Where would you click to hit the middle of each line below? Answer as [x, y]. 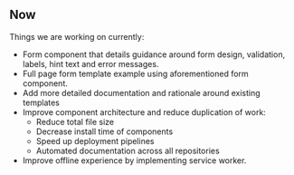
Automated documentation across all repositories [128, 151]
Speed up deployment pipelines [95, 141]
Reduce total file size [75, 122]
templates [41, 102]
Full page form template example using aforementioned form [135, 73]
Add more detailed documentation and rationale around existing [141, 92]
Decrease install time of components [104, 131]
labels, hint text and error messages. [90, 63]
